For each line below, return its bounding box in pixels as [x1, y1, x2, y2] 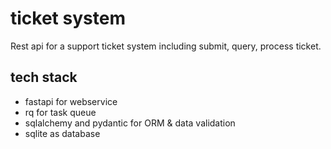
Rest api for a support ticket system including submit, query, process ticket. [10, 40, 322, 52]
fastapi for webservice [24, 95, 118, 107]
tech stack [10, 69, 78, 86]
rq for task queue [24, 106, 97, 118]
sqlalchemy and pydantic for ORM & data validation [24, 117, 236, 129]
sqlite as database [24, 127, 101, 139]
